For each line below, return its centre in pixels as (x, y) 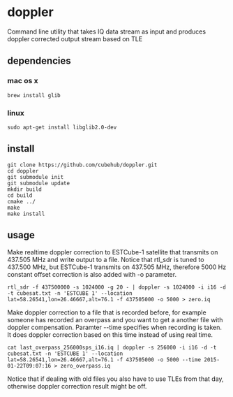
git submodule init (36, 177)
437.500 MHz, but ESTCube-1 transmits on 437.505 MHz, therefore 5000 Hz (117, 267)
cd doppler (23, 171)
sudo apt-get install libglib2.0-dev (62, 127)
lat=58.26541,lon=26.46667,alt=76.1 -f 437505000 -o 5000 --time (104, 360)
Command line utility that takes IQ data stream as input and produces (107, 31)
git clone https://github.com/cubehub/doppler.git (82, 165)
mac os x (23, 81)
